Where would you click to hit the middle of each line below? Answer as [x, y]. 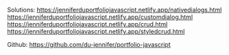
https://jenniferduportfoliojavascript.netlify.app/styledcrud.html [96, 31]
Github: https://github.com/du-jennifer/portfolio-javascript [89, 44]
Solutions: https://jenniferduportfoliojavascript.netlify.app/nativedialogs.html [114, 10]
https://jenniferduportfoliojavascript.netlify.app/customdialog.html [100, 17]
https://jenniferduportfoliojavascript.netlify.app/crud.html [87, 24]
